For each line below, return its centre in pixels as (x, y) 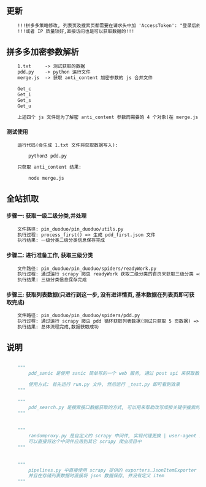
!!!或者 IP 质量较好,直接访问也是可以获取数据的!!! (76, 31)
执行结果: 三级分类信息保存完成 (52, 280)
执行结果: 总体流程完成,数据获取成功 (58, 327)
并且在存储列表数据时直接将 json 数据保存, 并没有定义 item (96, 476)
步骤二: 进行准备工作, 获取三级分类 (50, 255)
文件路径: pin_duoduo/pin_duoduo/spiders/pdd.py (79, 316)
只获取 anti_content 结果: (49, 167)
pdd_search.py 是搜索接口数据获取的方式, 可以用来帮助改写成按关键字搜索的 (114, 407)
